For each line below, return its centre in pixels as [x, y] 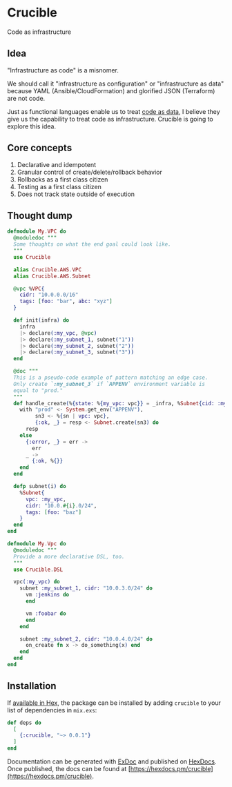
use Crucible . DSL [38, 570]
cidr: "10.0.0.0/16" [49, 295]
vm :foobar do [46, 613]
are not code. [26, 98]
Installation [32, 686]
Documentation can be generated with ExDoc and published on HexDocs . [112, 761]
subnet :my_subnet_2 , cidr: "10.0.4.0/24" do [86, 639]
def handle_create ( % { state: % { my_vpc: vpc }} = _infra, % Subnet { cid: [114, 403]
